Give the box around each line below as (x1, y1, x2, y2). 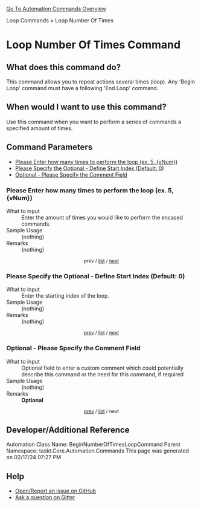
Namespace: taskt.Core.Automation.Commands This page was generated (6, 447, 189, 454)
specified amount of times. (6, 124, 73, 132)
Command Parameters (6, 142, 93, 152)
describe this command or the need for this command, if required (21, 370, 184, 378)
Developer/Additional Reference (6, 425, 130, 435)
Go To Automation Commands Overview (6, 5, 107, 12)
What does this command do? (6, 62, 121, 72)
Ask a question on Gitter (14, 494, 75, 501)
